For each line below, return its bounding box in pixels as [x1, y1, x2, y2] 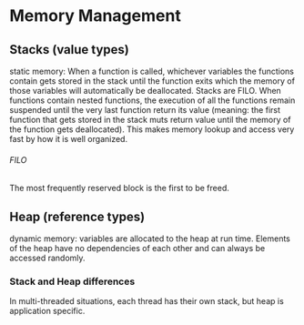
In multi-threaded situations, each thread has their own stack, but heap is [9, 296, 284, 307]
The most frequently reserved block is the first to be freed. [9, 183, 229, 194]
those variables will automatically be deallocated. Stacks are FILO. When [9, 86, 282, 96]
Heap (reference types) [9, 208, 146, 224]
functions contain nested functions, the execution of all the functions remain [9, 95, 296, 106]
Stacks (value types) [9, 42, 129, 57]
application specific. [9, 306, 86, 317]
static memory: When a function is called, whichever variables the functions [9, 66, 294, 76]
